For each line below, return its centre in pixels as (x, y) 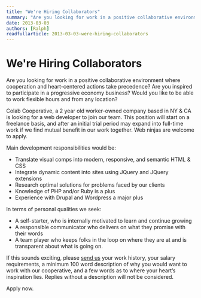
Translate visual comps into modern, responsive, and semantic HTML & (103, 160)
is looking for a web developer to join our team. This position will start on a (98, 117)
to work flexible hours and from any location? (62, 99)
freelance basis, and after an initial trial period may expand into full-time (95, 124)
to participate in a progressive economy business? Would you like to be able (100, 93)
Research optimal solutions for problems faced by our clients (90, 185)
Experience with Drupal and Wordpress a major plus (79, 197)
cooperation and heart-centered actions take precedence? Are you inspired (99, 87)
